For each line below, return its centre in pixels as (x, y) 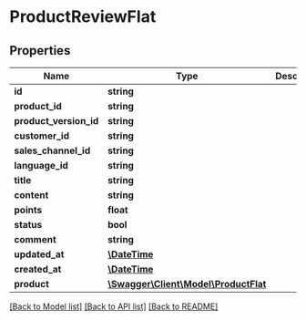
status (28, 225)
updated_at (39, 254)
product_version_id (56, 121)
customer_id (42, 136)
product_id (38, 106)
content (31, 195)
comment (35, 239)
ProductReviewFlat (83, 17)
